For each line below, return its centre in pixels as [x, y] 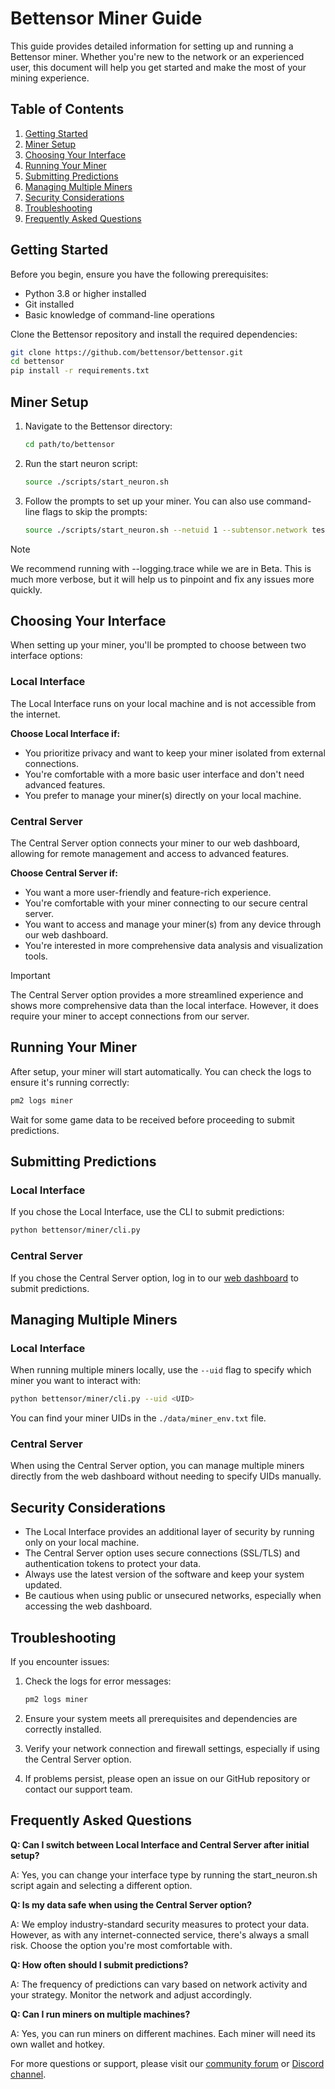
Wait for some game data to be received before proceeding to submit [152, 1119]
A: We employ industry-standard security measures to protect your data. [160, 1924]
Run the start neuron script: [81, 463]
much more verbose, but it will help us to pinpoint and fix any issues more [162, 579]
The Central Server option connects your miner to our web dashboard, [155, 843]
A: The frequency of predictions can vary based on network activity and [159, 1984]
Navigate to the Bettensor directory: [98, 426]
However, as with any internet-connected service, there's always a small [160, 1934]
